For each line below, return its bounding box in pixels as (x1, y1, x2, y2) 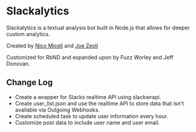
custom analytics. (6, 30, 50, 37)
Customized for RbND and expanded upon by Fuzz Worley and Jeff (6, 53, 174, 61)
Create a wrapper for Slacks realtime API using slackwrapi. (14, 93, 162, 100)
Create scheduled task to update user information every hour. (14, 112, 169, 119)
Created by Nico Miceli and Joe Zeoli (6, 42, 98, 49)
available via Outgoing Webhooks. (14, 106, 100, 113)
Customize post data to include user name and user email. (14, 119, 160, 126)
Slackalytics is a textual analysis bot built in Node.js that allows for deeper (6, 24, 190, 31)
